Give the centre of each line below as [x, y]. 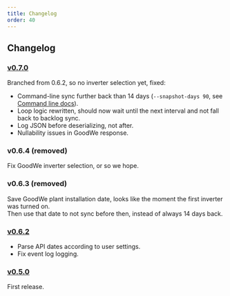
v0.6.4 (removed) [37, 151]
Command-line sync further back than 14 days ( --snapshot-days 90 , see [120, 96]
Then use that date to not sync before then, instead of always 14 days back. [115, 213]
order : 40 [21, 20]
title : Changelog [32, 13]
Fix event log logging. [48, 254]
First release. [26, 287]
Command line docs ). [48, 104]
